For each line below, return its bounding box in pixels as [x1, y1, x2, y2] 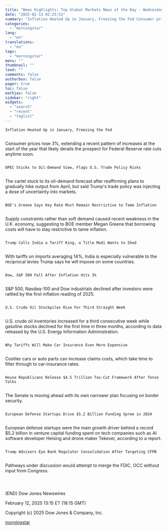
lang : [5, 30, 16, 35]
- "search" [9, 105, 32, 109]
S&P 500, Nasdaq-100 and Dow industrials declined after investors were [5, 286, 153, 292]
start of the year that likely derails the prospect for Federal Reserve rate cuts [5, 145, 162, 152]
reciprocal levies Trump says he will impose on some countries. [5, 258, 135, 264]
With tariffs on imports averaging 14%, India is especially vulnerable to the [5, 253, 158, 259]
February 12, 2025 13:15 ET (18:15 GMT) [5, 500, 86, 506]
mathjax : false [5, 91, 37, 96]
